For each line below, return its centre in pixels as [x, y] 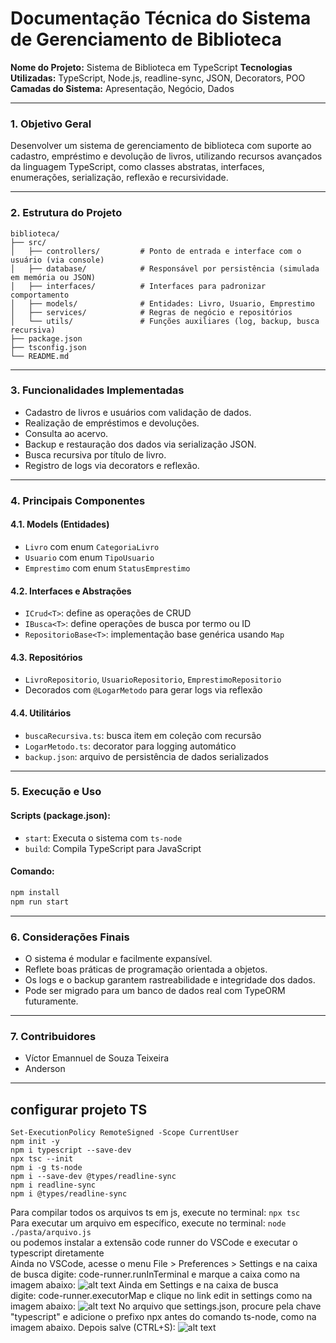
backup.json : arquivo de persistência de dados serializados [146, 756]
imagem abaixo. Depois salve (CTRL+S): [93, 1328]
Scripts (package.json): [60, 816]
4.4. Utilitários [41, 713]
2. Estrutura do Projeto [66, 213]
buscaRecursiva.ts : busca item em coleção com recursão [143, 735]
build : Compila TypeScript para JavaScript [113, 848]
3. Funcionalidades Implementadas [97, 390]
